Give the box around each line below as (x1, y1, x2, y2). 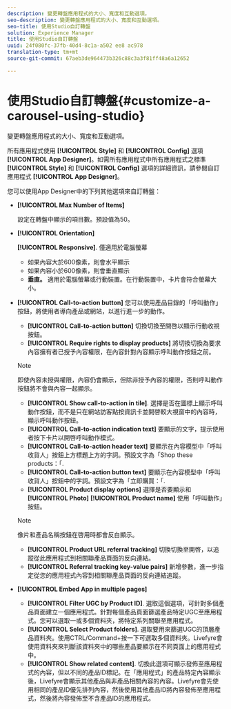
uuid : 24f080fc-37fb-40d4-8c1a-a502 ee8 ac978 (7, 42, 143, 49)
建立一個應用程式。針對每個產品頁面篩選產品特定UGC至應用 (46, 608, 217, 616)
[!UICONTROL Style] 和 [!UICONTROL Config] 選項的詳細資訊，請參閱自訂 (7, 164, 220, 172)
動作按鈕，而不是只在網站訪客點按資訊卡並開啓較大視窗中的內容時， (27, 407, 221, 416)
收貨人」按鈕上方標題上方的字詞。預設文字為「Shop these (27, 450, 193, 459)
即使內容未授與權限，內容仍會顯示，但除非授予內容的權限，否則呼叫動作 (17, 376, 223, 384)
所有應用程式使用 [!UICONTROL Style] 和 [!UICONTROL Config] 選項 (7, 146, 203, 155)
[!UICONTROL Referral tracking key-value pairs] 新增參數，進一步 (27, 562, 218, 570)
